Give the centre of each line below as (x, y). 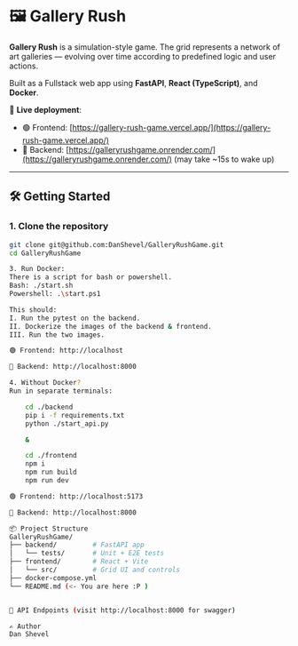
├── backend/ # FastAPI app (77, 545)
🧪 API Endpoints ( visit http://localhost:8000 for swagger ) (123, 610)
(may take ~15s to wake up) (224, 159)
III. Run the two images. (57, 335)
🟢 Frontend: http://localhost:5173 (76, 496)
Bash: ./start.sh (41, 286)
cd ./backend (49, 407)
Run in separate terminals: (61, 391)
